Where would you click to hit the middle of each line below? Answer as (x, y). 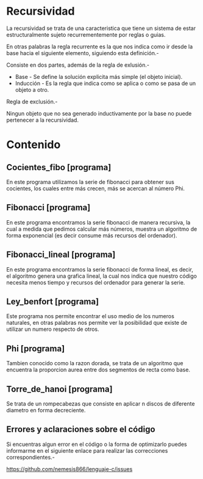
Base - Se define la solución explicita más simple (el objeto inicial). (99, 76)
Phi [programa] (36, 348)
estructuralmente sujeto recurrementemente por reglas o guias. (86, 34)
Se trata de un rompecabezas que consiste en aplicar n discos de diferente (101, 404)
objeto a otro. (32, 89)
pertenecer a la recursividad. (43, 120)
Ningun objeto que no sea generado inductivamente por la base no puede (99, 113)
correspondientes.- (30, 457)
